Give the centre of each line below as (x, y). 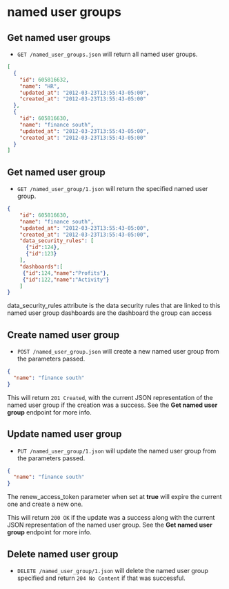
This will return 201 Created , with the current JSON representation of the (110, 397)
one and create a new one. (45, 504)
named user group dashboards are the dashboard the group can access (110, 313)
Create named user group (63, 335)
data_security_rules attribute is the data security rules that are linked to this (114, 306)
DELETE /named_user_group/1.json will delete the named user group (112, 571)
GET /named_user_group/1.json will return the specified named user (112, 189)
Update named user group (64, 434)
